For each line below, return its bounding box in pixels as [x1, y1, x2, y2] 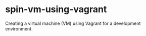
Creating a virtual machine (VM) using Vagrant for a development [5, 20, 141, 26]
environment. [5, 25, 33, 31]
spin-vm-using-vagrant [5, 4, 107, 15]
